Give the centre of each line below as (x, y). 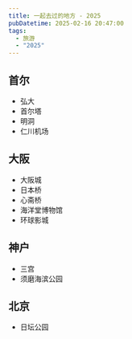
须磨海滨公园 (41, 279)
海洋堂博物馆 (41, 210)
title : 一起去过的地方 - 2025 (55, 16)
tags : (17, 31)
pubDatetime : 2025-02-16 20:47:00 (66, 23)
